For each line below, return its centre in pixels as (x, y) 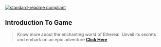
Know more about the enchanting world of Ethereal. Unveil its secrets (87, 34)
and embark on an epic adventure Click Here (62, 39)
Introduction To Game (39, 23)
